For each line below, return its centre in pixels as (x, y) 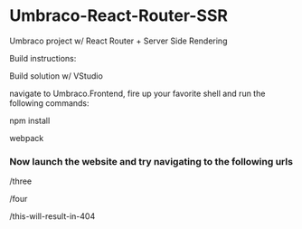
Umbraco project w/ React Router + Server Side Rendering (118, 41)
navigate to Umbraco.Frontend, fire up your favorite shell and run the (137, 93)
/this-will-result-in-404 (52, 216)
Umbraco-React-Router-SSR (119, 16)
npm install (30, 120)
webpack (27, 138)
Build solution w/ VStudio (57, 76)
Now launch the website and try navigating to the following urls (151, 161)
